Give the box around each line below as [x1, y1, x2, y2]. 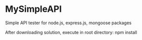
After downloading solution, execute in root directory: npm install [5, 29, 138, 35]
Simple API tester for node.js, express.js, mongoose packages [5, 20, 132, 26]
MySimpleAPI [5, 3, 62, 15]
